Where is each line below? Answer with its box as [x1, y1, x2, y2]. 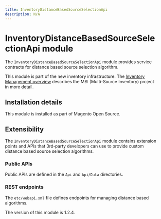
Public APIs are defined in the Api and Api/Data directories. [5, 171, 123, 178]
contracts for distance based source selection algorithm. [5, 64, 119, 70]
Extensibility [5, 125, 44, 133]
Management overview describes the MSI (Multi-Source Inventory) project [5, 79, 154, 85]
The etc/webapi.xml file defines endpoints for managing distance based [5, 195, 149, 201]
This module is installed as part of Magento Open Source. [5, 111, 121, 117]
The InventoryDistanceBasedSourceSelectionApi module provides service [5, 59, 152, 65]
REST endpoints [5, 183, 44, 190]
